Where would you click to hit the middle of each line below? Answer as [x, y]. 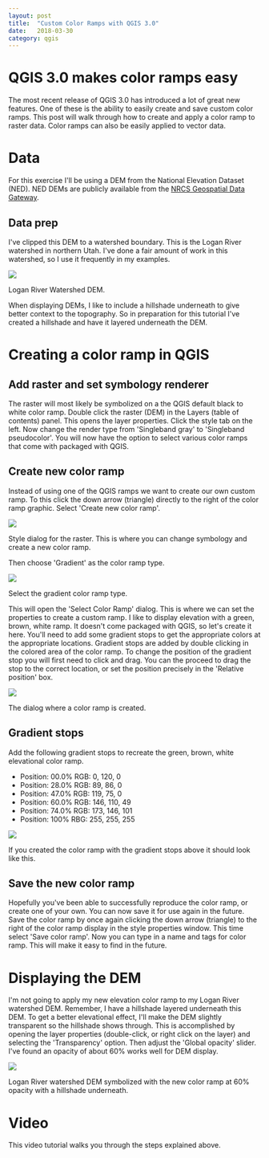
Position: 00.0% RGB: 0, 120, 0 [70, 777]
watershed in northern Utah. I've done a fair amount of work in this [118, 251]
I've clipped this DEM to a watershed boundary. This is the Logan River [125, 242]
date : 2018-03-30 [41, 31]
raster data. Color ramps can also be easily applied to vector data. [117, 126]
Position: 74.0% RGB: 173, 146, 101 [76, 810]
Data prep [33, 223]
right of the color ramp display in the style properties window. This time [126, 928]
